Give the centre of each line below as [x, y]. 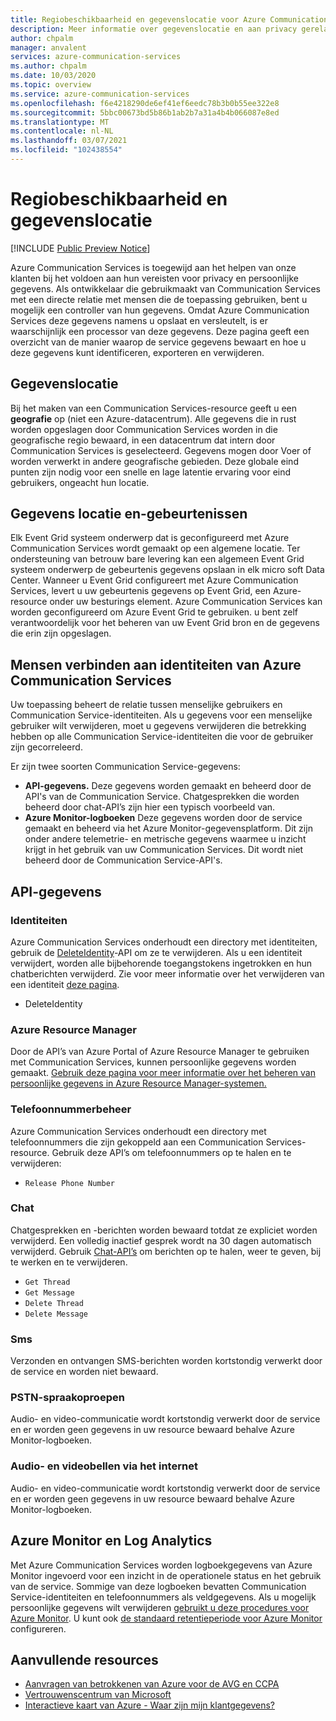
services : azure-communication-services [96, 57]
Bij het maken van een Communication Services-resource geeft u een [153, 408]
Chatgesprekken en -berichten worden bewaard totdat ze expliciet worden [164, 1230]
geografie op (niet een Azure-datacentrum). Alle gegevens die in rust [153, 418]
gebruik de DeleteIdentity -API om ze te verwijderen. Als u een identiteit [156, 952]
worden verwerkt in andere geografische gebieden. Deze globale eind [154, 461]
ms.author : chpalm [48, 66]
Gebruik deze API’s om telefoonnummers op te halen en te [171, 1152]
